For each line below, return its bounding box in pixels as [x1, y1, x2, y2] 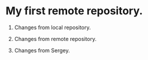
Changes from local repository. [14, 24, 91, 31]
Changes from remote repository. [14, 35, 97, 42]
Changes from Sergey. [14, 46, 70, 54]
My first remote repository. [5, 4, 143, 18]
